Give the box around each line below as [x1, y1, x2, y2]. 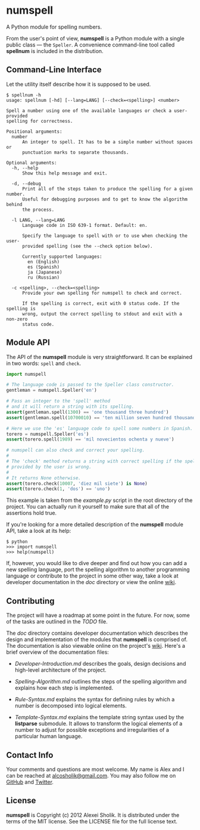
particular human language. [14, 733, 83, 740]
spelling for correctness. [6, 118, 73, 124]
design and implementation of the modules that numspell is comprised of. [6, 636, 187, 643]
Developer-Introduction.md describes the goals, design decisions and [14, 660, 186, 667]
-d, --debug [11, 180, 42, 186]
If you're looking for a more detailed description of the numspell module [6, 521, 183, 528]
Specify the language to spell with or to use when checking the [21, 233, 187, 239]
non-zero [6, 316, 28, 322]
